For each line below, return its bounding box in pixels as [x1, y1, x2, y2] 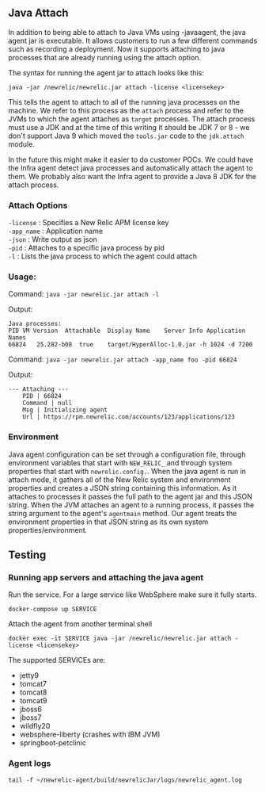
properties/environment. [8, 525, 88, 534]
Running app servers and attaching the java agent [8, 572, 204, 583]
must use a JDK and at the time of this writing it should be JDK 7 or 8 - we [8, 122, 250, 132]
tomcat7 [19, 679, 47, 689]
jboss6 [19, 705, 42, 714]
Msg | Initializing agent [22, 406, 108, 415]
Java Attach [8, 6, 69, 20]
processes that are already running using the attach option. [8, 52, 202, 62]
